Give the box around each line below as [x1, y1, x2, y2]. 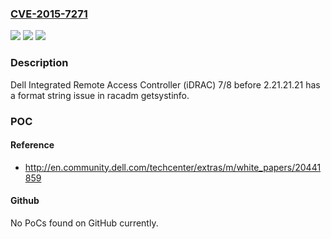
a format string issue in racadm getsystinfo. [10, 89, 190, 101]
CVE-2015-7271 [10, 7, 88, 21]
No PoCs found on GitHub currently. [10, 217, 159, 229]
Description [10, 56, 69, 70]
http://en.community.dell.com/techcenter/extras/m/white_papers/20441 [24, 161, 322, 173]
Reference [10, 139, 55, 151]
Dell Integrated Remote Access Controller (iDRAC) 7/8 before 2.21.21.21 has [10, 78, 321, 91]
